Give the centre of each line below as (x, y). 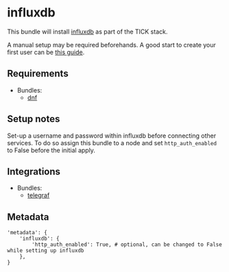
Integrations (34, 172)
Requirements (38, 74)
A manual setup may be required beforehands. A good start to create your (111, 45)
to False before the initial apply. (51, 150)
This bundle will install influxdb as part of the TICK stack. (87, 32)
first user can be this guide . (46, 52)
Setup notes (34, 119)
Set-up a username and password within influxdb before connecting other (112, 136)
